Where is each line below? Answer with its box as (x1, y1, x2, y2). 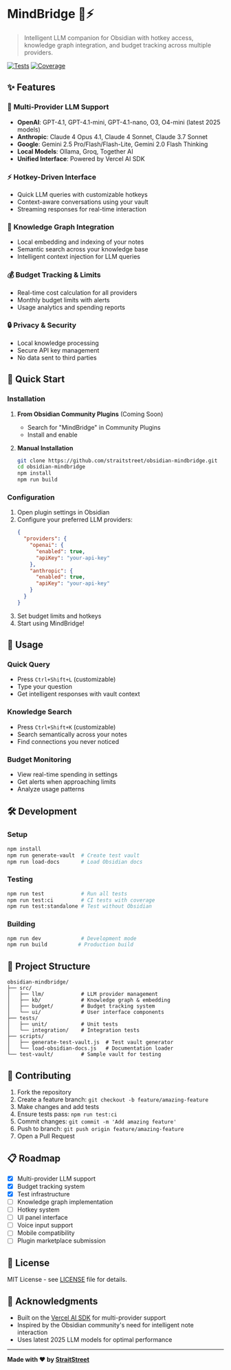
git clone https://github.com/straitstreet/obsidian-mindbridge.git (16, 457, 218, 464)
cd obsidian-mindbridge (16, 464, 86, 470)
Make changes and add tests (16, 1102, 100, 1110)
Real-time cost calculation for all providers (16, 288, 137, 297)
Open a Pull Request (16, 1132, 76, 1140)
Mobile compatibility (16, 1229, 75, 1237)
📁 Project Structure (7, 960, 91, 972)
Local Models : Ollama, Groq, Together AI (16, 147, 133, 156)
